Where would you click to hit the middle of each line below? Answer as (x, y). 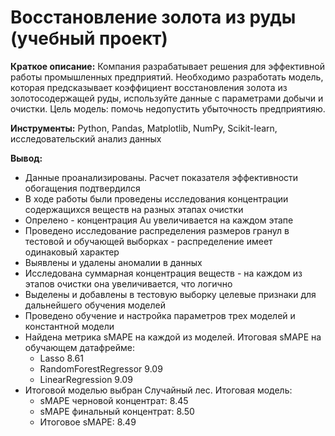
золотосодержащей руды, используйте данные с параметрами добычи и (167, 98)
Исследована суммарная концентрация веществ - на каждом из (163, 273)
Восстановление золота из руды (153, 17)
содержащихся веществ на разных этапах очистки (134, 209)
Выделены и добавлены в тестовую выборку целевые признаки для (170, 294)
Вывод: (26, 158)
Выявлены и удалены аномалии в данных (113, 262)
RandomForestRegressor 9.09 (101, 368)
